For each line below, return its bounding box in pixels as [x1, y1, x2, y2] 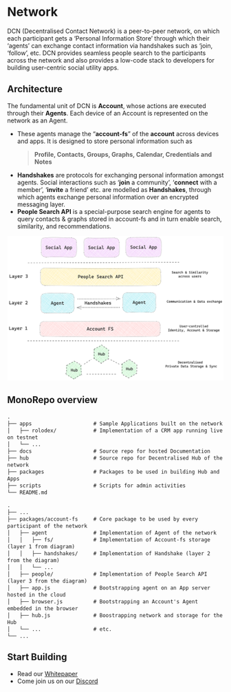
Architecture [7, 83, 63, 95]
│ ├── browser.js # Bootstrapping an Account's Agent [7, 598, 198, 605]
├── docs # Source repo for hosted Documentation [7, 448, 211, 455]
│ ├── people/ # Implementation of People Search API [7, 570, 208, 578]
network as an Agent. [7, 116, 68, 125]
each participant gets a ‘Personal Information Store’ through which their [7, 34, 210, 42]
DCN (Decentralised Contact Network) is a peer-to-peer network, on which [7, 27, 220, 35]
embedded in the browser [7, 605, 78, 612]
